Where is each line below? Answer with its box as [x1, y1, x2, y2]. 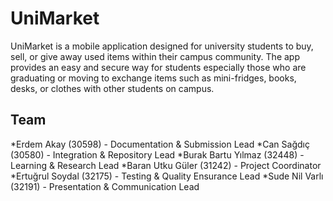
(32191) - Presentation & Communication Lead [10, 180, 200, 192]
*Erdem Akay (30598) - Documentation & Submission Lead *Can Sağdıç [10, 138, 310, 150]
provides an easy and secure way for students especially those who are [10, 61, 307, 73]
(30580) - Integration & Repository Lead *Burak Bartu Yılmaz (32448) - [10, 148, 305, 161]
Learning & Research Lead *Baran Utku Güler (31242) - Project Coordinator [10, 159, 322, 171]
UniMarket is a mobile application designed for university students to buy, [10, 40, 314, 52]
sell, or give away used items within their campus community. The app [10, 50, 301, 62]
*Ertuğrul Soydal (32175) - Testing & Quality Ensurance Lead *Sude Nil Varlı [10, 170, 324, 182]
